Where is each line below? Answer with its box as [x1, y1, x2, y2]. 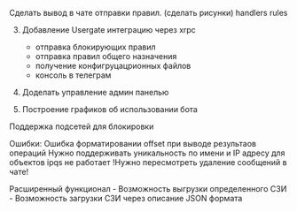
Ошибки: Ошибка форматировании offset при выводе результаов [9, 139, 257, 148]
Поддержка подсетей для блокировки [9, 121, 154, 132]
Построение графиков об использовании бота [21, 104, 198, 114]
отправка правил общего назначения [35, 51, 177, 61]
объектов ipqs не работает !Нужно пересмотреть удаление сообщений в [9, 157, 287, 167]
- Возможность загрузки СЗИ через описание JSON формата [9, 193, 243, 203]
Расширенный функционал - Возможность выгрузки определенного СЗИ [9, 184, 287, 193]
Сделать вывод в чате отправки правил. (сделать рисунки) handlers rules [9, 8, 288, 18]
